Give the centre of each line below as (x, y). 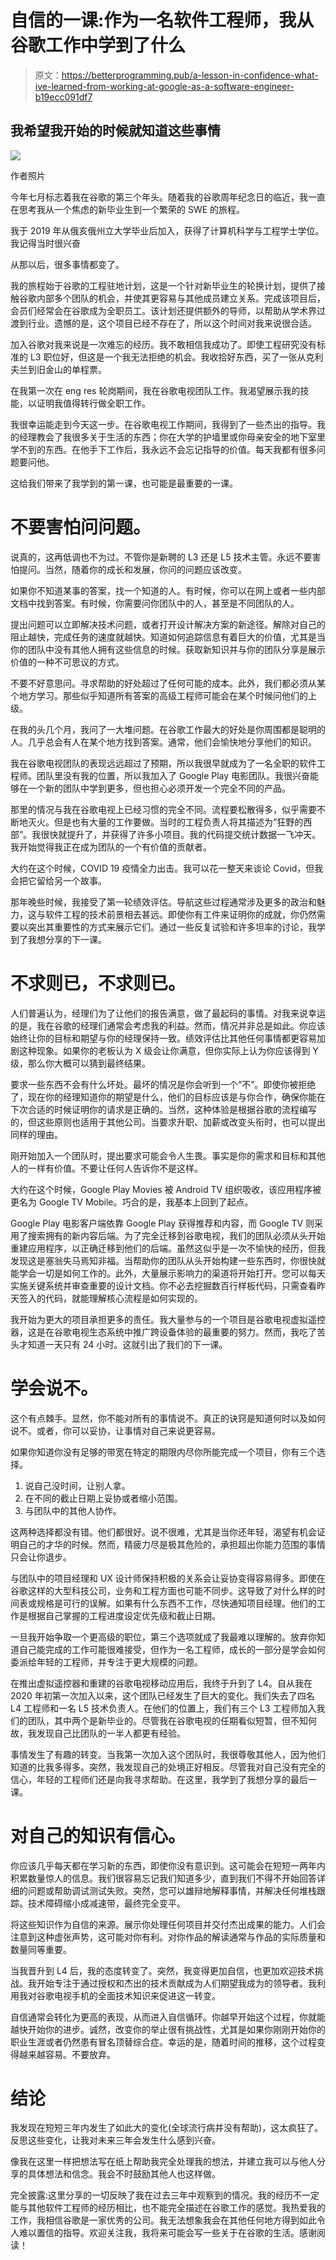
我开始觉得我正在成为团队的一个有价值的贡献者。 (111, 847)
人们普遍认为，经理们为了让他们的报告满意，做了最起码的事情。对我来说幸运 (168, 1013)
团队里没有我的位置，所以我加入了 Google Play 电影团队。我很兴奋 (173, 775)
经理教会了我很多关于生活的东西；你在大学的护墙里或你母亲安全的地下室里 (172, 437)
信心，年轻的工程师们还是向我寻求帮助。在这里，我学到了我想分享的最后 (159, 1779)
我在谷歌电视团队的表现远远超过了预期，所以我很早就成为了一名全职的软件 (163, 763)
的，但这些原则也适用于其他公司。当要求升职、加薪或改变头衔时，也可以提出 (168, 1122)
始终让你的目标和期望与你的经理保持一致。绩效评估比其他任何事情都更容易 (163, 1038)
